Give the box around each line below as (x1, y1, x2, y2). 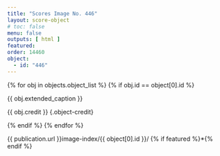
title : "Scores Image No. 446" (7, 10, 98, 17)
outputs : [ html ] (7, 36, 60, 43)
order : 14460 (7, 49, 45, 56)
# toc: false (7, 23, 45, 30)
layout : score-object (7, 17, 70, 24)
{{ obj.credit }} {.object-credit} (7, 107, 94, 116)
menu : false (7, 29, 42, 37)
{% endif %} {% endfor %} (7, 121, 84, 129)
